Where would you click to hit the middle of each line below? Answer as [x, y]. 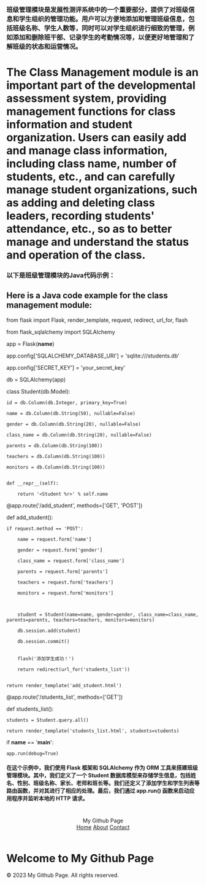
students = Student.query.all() [48, 720]
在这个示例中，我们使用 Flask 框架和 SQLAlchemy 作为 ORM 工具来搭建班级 [102, 768]
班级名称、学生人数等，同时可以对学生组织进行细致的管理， [101, 28]
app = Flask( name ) [30, 344]
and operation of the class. [76, 255]
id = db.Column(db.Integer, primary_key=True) [67, 403]
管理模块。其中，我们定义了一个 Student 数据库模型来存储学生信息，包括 [99, 776]
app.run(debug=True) [33, 754]
